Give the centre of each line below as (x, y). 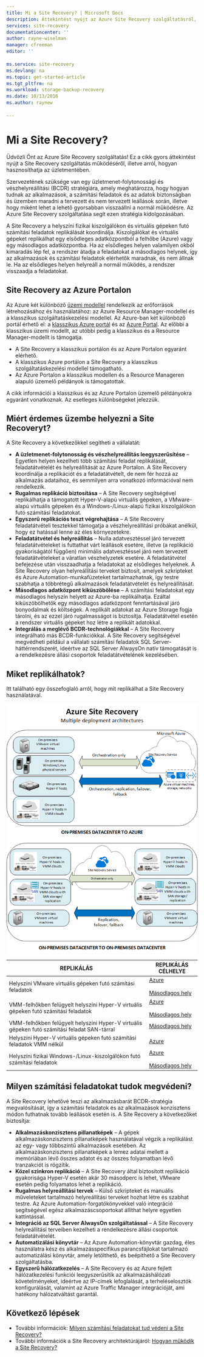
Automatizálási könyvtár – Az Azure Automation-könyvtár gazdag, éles (105, 1242)
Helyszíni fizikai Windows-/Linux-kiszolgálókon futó (75, 1056)
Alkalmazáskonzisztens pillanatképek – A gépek (77, 1132)
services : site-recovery (38, 26)
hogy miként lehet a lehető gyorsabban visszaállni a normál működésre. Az (100, 208)
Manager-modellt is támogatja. (45, 337)
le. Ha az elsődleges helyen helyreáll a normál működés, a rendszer (91, 264)
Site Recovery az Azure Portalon (69, 290)
